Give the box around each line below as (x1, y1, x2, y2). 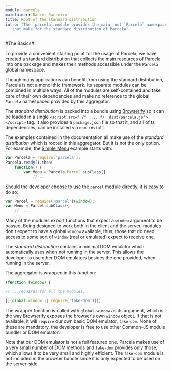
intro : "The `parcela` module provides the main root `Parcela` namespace (5, 21, 167, 27)
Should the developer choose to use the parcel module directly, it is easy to (5, 183, 164, 190)
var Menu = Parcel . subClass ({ (5, 203, 70, 208)
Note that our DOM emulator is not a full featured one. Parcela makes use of (5, 339, 164, 345)
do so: (5, 189, 19, 195)
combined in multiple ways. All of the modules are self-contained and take (5, 87, 161, 94)
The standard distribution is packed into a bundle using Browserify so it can (5, 108, 164, 114)
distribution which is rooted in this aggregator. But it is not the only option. (5, 140, 160, 146)
